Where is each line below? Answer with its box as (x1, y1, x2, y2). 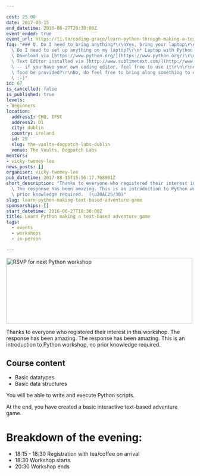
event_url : (6, 36, 33, 42)
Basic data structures (14, 380, 67, 388)
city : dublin (11, 125, 44, 131)
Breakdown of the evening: (6, 431, 143, 444)
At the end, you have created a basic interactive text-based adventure (6, 403, 178, 410)
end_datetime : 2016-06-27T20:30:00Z (6, 25, 97, 31)
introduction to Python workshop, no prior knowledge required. (6, 341, 161, 348)
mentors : (6, 153, 28, 159)
